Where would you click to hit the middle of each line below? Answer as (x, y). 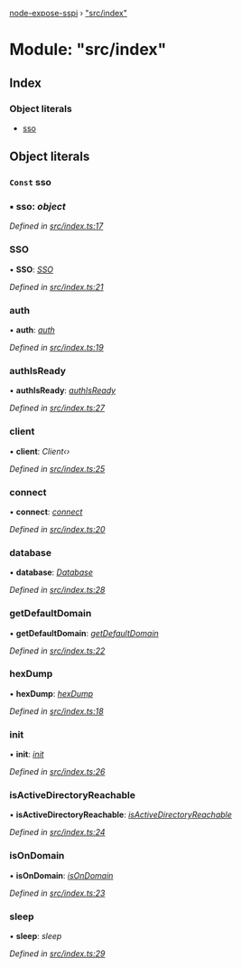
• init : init (27, 755)
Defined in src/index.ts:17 (56, 226)
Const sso (31, 183)
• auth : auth (32, 330)
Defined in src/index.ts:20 (57, 529)
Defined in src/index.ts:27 (57, 408)
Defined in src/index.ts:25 (57, 468)
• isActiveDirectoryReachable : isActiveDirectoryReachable (121, 815)
